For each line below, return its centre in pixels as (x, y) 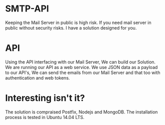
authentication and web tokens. (37, 77)
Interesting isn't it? (45, 98)
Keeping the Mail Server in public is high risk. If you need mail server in (78, 22)
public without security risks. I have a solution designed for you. (71, 27)
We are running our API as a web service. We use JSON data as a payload (81, 67)
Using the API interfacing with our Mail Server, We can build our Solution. (80, 62)
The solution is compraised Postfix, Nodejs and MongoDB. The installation (81, 112)
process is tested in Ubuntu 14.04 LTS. (45, 117)
